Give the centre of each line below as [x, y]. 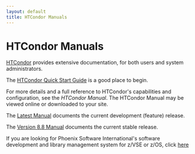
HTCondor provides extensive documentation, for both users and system [95, 63]
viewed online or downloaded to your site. [57, 104]
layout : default [26, 12]
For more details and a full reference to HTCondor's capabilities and [89, 91]
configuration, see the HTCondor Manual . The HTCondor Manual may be [95, 98]
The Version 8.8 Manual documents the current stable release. [82, 127]
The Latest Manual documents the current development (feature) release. [95, 116]
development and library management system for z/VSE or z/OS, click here [97, 145]
